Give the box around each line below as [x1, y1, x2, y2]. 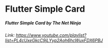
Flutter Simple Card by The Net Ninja [5, 20, 81, 25]
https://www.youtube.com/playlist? [16, 32, 86, 38]
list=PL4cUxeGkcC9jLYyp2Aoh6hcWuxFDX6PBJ [5, 38, 103, 44]
